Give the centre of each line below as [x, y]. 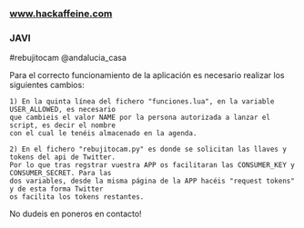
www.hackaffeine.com [61, 14]
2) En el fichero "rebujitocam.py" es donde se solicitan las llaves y [148, 149]
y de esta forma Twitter [56, 189]
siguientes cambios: [47, 85]
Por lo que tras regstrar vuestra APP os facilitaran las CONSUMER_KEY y [152, 165]
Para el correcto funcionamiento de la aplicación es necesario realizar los [147, 75]
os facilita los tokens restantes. [77, 197]
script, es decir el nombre [63, 125]
